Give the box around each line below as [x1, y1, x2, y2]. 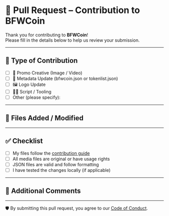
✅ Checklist [5, 137, 43, 145]
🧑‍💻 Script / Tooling [12, 88, 52, 94]
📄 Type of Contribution [5, 56, 78, 65]
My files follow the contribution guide [12, 150, 90, 156]
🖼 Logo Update [12, 81, 46, 87]
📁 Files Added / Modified [5, 114, 84, 123]
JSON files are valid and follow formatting [12, 161, 99, 167]
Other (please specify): [12, 94, 61, 100]
